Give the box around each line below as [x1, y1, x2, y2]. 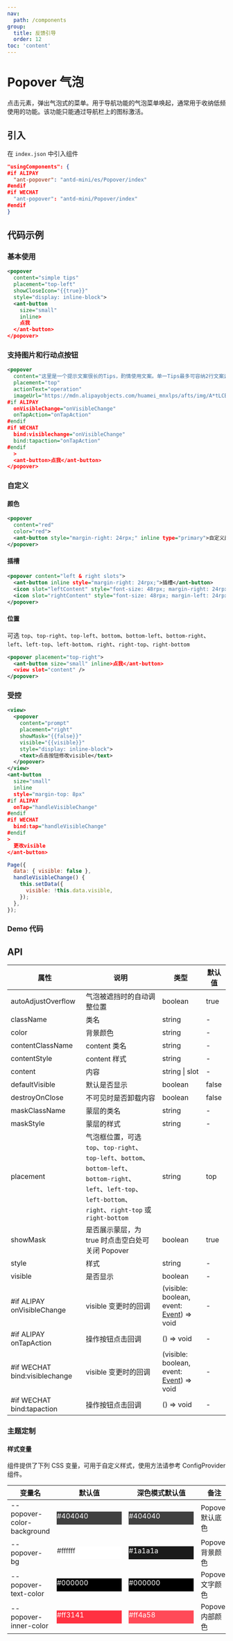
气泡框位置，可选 [85, 1132, 142, 1142]
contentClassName [10, 1041, 74, 1051]
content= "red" [13, 522, 54, 529]
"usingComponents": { [7, 163, 70, 170]
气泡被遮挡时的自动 [85, 992, 149, 1001]
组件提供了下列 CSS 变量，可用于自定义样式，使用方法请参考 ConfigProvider [7, 1461, 226, 1470]
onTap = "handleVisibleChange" [13, 804, 98, 810]
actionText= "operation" [13, 386, 82, 393]
